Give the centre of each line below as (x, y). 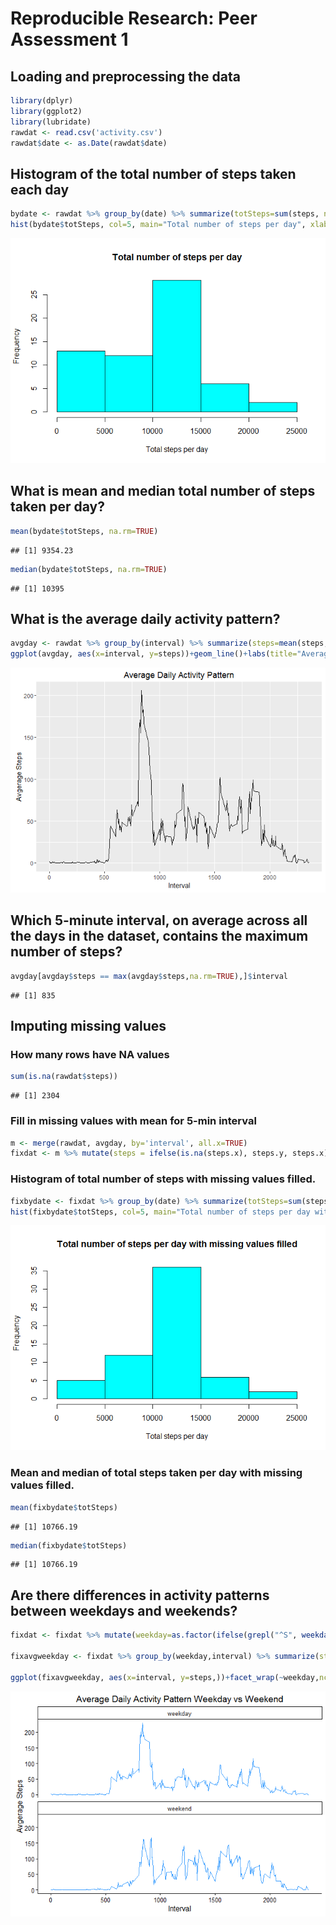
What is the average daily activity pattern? (145, 618)
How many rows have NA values (90, 1055)
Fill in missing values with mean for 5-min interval (133, 1121)
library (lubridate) (51, 122)
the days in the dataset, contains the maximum (159, 936)
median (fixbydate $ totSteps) (69, 1545)
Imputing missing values (88, 1026)
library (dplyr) (42, 101)
